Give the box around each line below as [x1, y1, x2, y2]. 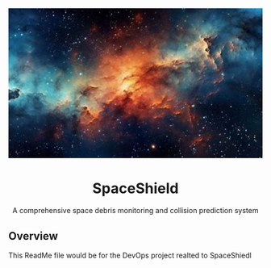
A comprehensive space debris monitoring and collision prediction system [12, 206, 259, 216]
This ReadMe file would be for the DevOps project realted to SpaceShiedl [8, 250, 252, 261]
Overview [8, 229, 59, 243]
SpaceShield [92, 179, 179, 197]
